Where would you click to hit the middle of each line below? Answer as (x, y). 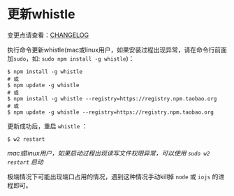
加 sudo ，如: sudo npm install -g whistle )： (71, 58)
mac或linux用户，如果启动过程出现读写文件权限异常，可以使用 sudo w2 (109, 153)
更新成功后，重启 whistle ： (47, 126)
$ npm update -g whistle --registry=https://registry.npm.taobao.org (111, 112)
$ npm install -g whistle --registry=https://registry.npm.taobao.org (112, 98)
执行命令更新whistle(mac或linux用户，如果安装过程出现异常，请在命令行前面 (117, 50)
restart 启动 (25, 162)
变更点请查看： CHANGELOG (48, 35)
